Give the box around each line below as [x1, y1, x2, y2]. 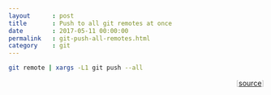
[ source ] [235, 78, 265, 88]
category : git [8, 42, 71, 50]
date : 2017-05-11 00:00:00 [8, 27, 129, 35]
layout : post [8, 11, 75, 20]
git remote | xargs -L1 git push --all [8, 64, 144, 72]
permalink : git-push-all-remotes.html [8, 34, 151, 43]
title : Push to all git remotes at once [8, 19, 173, 27]
